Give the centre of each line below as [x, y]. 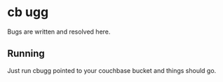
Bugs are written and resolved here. [59, 32]
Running [26, 54]
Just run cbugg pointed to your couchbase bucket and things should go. [112, 70]
